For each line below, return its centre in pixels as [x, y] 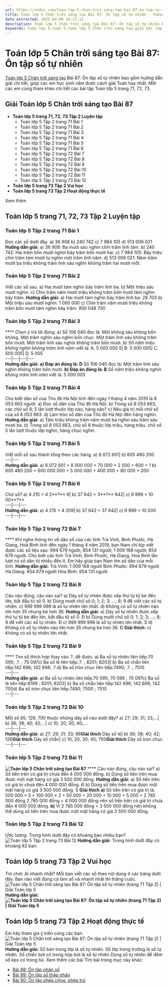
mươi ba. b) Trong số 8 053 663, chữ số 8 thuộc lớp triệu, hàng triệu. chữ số [83, 425]
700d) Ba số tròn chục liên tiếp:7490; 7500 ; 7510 [56, 689]
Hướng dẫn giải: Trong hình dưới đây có [118, 840]
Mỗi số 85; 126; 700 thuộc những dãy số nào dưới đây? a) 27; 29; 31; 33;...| [82, 718]
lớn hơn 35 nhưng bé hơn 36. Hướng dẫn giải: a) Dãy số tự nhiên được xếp [82, 611]
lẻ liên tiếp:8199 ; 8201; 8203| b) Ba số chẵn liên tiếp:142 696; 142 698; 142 [82, 683]
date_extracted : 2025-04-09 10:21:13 [44, 19]
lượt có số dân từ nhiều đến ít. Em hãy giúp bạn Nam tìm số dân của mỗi [79, 561]
